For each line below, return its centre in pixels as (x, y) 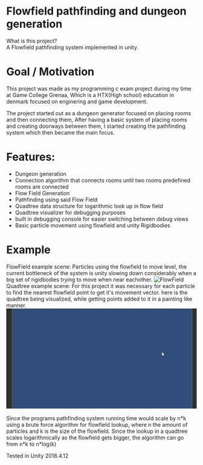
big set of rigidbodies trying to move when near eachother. (79, 279)
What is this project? (32, 41)
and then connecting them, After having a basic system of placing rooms (97, 119)
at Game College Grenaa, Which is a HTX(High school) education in (90, 95)
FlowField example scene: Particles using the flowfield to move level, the (97, 266)
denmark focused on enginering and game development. (77, 101)
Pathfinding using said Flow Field (56, 199)
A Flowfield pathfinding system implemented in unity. (72, 47)
